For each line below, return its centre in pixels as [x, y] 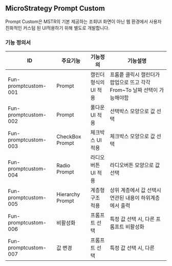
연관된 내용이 [125, 198]
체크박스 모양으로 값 [132, 137]
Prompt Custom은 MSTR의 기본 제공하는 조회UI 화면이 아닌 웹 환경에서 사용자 [84, 21]
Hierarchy [68, 195]
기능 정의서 [18, 42]
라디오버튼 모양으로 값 [135, 165]
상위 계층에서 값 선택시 [135, 191]
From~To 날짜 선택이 [134, 90]
